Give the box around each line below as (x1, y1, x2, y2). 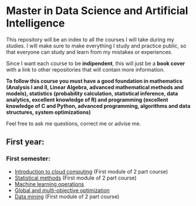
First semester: (6, 154, 51, 163)
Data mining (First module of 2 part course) (14, 193, 120, 200)
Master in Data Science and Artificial (6, 4, 188, 18)
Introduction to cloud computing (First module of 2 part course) (14, 168, 168, 175)
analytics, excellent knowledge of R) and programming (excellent (6, 96, 168, 103)
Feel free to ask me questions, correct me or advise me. (6, 120, 141, 127)
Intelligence (6, 16, 65, 30)
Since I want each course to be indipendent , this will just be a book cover (6, 60, 185, 67)
